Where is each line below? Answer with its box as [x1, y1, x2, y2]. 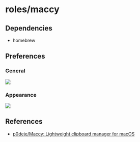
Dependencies [5, 24, 52, 33]
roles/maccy [5, 4, 60, 15]
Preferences [5, 52, 45, 61]
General [5, 67, 25, 74]
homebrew [12, 37, 36, 43]
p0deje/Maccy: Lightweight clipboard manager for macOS [12, 131, 135, 137]
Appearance [5, 91, 37, 98]
